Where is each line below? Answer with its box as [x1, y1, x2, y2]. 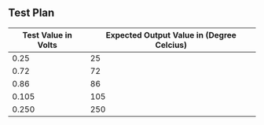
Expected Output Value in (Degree [105, 29, 237, 40]
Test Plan [8, 6, 55, 20]
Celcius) [155, 39, 187, 50]
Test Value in [22, 29, 72, 40]
